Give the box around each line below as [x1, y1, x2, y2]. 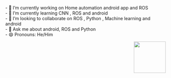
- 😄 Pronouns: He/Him [5, 32, 53, 37]
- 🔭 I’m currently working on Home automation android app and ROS [5, 5, 149, 11]
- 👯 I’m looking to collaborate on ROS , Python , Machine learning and [5, 16, 151, 21]
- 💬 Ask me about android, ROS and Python [5, 26, 96, 32]
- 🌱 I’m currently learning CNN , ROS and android [5, 10, 108, 16]
